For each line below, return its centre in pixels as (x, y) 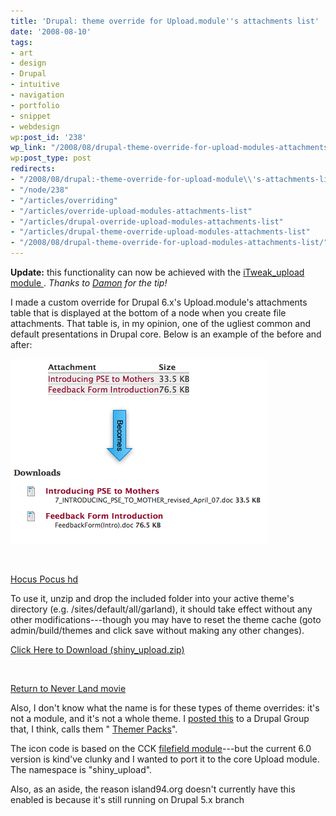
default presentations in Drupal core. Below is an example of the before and (166, 334)
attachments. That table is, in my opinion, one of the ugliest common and (161, 323)
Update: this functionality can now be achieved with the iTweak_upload (157, 272)
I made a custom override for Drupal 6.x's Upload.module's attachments (159, 302)
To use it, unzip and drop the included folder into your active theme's (152, 598)
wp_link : (28, 148)
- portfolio (35, 105)
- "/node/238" (40, 190)
